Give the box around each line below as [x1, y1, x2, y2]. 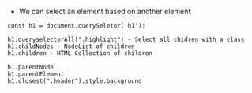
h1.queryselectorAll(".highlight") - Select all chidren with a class [7, 35, 245, 43]
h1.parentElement [7, 70, 65, 78]
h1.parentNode [7, 63, 55, 71]
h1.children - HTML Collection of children [7, 50, 153, 58]
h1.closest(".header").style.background [7, 77, 143, 85]
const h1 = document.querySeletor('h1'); [7, 22, 146, 30]
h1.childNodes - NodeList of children [7, 43, 135, 50]
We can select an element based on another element [18, 7, 191, 16]
